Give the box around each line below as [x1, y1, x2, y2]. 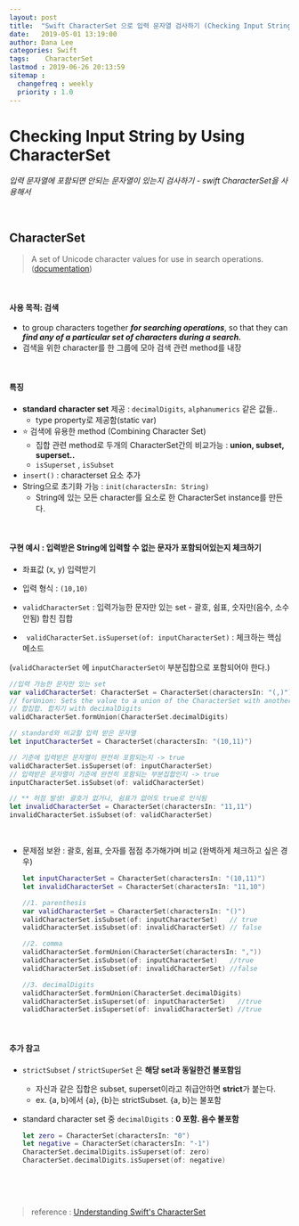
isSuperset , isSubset [35, 459, 115, 470]
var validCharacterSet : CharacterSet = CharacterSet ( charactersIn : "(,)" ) [9, 688, 293, 697]
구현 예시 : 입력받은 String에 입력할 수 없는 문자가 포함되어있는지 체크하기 [9, 543, 262, 553]
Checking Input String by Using [9, 126, 246, 146]
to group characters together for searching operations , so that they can [21, 323, 288, 333]
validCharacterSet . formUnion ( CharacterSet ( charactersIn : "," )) [21, 948, 263, 957]
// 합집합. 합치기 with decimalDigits [9, 705, 142, 714]
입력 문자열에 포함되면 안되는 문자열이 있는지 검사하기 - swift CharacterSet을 [9, 176, 279, 186]
